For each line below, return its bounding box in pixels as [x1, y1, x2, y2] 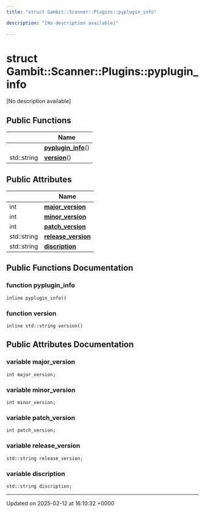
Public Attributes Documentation [6, 340, 134, 350]
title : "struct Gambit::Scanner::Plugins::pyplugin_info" [6, 9, 157, 15]
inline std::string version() [6, 323, 84, 329]
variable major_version [6, 358, 75, 366]
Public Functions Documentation [6, 263, 134, 273]
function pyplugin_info [6, 281, 75, 290]
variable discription [6, 469, 65, 478]
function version [6, 309, 57, 318]
